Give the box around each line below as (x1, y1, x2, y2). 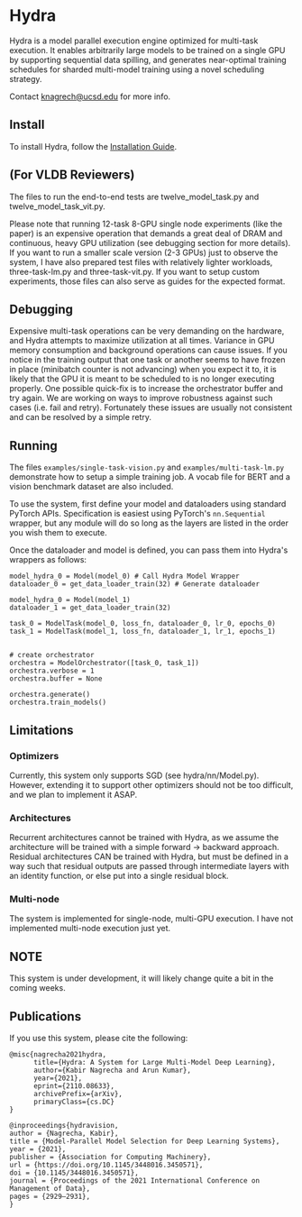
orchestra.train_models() (9, 698, 106, 708)
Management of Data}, (9, 1185, 91, 1194)
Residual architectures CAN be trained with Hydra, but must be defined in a (9, 851, 288, 862)
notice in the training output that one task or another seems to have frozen (9, 354, 286, 365)
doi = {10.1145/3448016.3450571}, (9, 1168, 140, 1177)
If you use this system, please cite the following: (9, 1033, 188, 1044)
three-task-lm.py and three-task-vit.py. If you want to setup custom (9, 266, 260, 277)
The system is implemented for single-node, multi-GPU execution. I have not (9, 913, 294, 924)
